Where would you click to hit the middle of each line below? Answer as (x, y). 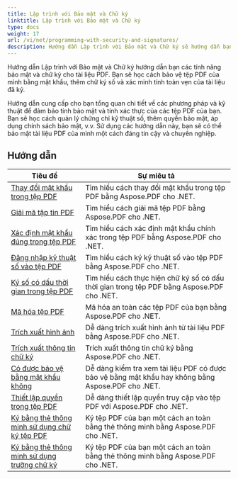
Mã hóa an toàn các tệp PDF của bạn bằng (156, 307)
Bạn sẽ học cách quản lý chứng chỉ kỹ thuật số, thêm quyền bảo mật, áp (113, 118)
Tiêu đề (45, 176)
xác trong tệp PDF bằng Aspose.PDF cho (153, 237)
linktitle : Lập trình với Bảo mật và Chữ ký (74, 21)
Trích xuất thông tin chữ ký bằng (139, 348)
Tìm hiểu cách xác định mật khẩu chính (151, 228)
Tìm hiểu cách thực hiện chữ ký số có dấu (155, 278)
